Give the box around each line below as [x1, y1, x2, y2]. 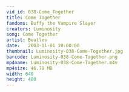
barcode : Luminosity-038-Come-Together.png [6, 54, 118, 60]
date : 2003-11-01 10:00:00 [6, 43, 80, 49]
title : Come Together [6, 15, 61, 21]
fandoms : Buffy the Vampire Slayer [6, 20, 96, 26]
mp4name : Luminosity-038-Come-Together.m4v [6, 59, 118, 65]
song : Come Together [6, 31, 59, 38]
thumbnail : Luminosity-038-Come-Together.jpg [6, 48, 123, 54]
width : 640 [6, 71, 34, 77]
